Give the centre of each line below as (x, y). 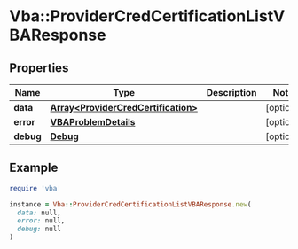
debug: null (39, 229)
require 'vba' (35, 188)
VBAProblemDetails (93, 122)
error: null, (41, 221)
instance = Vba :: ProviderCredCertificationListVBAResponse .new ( (130, 204)
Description (231, 93)
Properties (39, 68)
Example (34, 168)
